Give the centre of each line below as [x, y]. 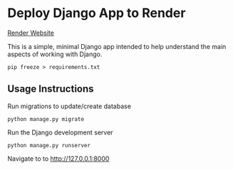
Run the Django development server [60, 132]
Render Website [31, 33]
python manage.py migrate [46, 119]
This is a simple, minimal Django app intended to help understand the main [117, 46]
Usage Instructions [51, 89]
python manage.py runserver [49, 145]
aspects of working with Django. [55, 54]
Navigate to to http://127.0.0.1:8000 [58, 159]
